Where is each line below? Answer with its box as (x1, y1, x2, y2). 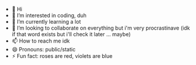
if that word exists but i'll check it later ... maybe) (11, 31, 131, 38)
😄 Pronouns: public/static (11, 46, 76, 53)
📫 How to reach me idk (11, 37, 70, 44)
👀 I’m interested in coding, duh (11, 12, 87, 19)
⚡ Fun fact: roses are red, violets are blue (11, 53, 113, 59)
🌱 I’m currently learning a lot (11, 18, 81, 25)
